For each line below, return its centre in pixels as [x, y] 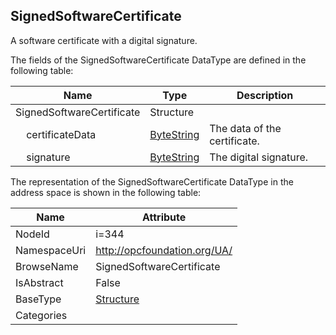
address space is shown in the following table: [106, 192]
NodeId [32, 234]
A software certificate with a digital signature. [104, 40]
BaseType [38, 299]
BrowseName [47, 266]
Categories [41, 315]
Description [265, 95]
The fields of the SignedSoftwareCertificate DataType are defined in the [158, 60]
